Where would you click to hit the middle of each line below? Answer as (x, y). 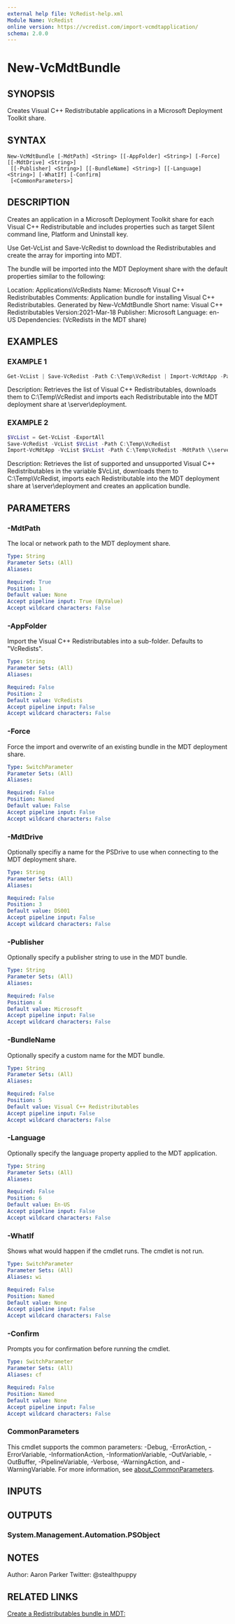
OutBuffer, (22, 1462)
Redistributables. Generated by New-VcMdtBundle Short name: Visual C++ (115, 304)
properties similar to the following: (57, 276)
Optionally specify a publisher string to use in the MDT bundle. (97, 958)
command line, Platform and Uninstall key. (68, 234)
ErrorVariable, (27, 1454)
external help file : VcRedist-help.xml (65, 14)
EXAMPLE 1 (27, 362)
